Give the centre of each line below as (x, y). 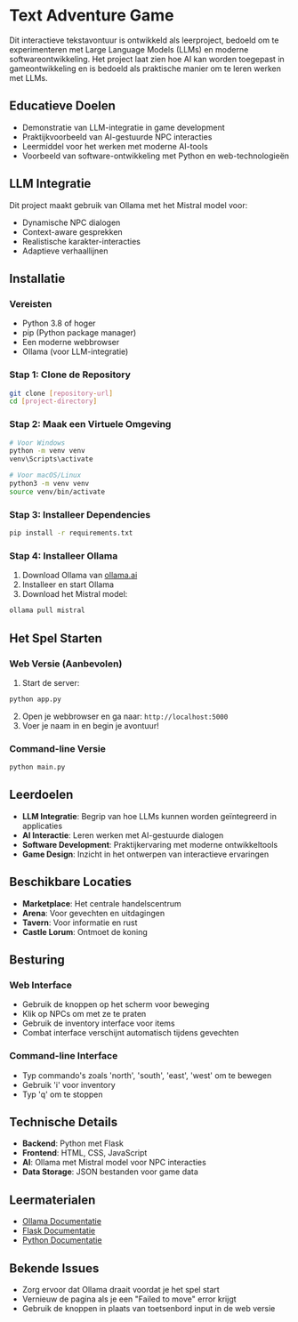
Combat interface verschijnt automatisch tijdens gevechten (130, 1033)
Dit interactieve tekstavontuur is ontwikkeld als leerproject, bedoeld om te (144, 40)
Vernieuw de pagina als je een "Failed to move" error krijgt (129, 1299)
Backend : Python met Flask (73, 1143)
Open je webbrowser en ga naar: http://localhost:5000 (125, 716)
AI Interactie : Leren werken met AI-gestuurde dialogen (123, 835)
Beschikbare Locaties (70, 882)
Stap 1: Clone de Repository (70, 375)
